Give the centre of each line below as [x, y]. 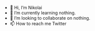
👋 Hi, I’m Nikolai [26, 8]
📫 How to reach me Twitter [38, 24]
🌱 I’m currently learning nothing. [43, 13]
